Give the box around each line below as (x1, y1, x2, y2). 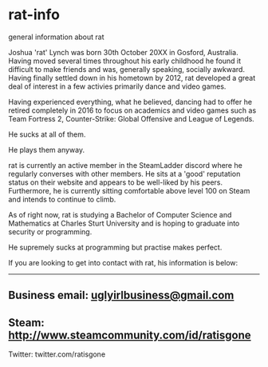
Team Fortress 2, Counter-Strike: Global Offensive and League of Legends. (8, 114, 255, 123)
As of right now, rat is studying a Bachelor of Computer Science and (8, 209, 232, 219)
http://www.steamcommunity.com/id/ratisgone (8, 328, 251, 341)
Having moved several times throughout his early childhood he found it (8, 56, 242, 66)
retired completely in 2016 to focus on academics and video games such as (8, 106, 257, 115)
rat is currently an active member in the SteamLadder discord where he (8, 160, 243, 170)
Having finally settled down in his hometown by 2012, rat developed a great (8, 73, 256, 82)
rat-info (8, 6, 60, 24)
